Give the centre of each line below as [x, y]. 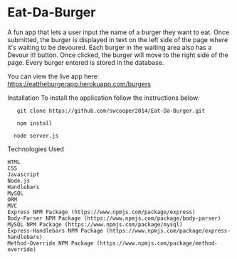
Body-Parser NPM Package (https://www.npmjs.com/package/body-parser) [114, 218]
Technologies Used [36, 149]
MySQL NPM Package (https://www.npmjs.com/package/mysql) [95, 224]
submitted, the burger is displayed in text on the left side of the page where [118, 39]
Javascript [23, 174]
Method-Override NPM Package [51, 243]
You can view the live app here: [53, 76]
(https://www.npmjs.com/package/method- [157, 243]
